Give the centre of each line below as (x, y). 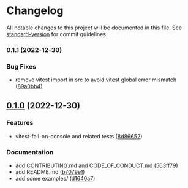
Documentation (30, 152)
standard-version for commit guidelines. (57, 34)
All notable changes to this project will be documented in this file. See (94, 28)
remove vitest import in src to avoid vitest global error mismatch (96, 80)
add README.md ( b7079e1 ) (50, 172)
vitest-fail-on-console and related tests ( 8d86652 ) (79, 136)
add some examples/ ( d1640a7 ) (55, 179)
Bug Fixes (21, 66)
